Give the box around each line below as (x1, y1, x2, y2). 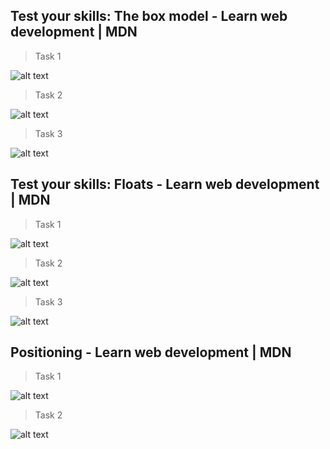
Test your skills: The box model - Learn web (10, 8, 288, 25)
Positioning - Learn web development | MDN (10, 344, 292, 361)
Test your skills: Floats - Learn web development (10, 176, 320, 193)
